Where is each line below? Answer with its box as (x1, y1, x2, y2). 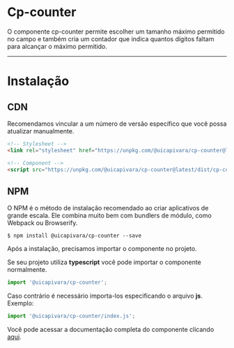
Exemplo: (7, 299, 34, 307)
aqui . (7, 333, 22, 341)
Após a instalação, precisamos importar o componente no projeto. (7, 245, 197, 253)
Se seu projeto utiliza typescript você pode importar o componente (7, 258, 202, 266)
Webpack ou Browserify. (7, 219, 78, 227)
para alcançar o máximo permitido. (7, 42, 108, 50)
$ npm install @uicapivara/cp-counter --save (7, 232, 141, 240)
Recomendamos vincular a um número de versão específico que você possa (7, 119, 227, 128)
